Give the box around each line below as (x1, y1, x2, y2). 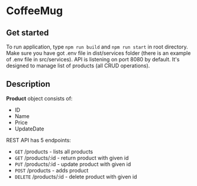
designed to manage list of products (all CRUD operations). (6, 62, 150, 69)
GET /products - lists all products (14, 148, 93, 155)
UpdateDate (14, 125, 44, 132)
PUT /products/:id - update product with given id (14, 161, 131, 168)
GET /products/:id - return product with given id (14, 154, 129, 161)
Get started (6, 28, 49, 38)
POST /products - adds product (14, 167, 89, 174)
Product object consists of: (6, 94, 73, 102)
